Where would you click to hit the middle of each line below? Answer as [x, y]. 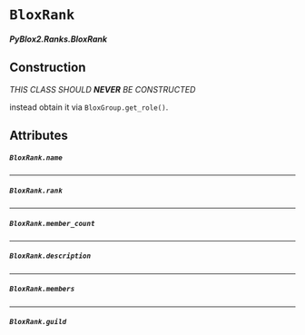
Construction [48, 68]
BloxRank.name [36, 158]
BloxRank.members [42, 289]
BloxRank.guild [38, 322]
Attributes [39, 135]
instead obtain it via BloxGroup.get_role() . [89, 107]
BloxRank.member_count [52, 223]
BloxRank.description [50, 256]
